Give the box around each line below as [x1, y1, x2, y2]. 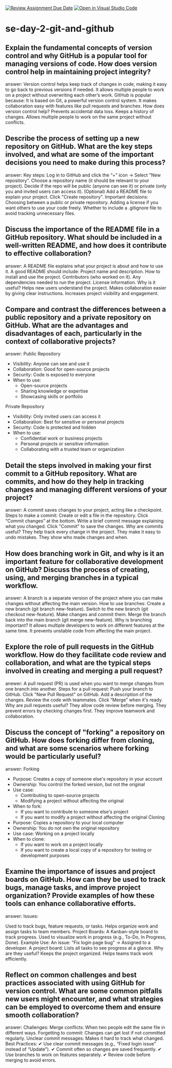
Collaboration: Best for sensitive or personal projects [12, 419, 124, 425]
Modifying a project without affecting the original [20, 798, 124, 804]
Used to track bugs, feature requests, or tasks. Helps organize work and [5, 923, 158, 929]
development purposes [20, 852, 70, 858]
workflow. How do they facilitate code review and [5, 650, 167, 659]
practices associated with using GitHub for [5, 979, 145, 987]
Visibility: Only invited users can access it [12, 413, 101, 420]
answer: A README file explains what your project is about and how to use [5, 263, 163, 269]
